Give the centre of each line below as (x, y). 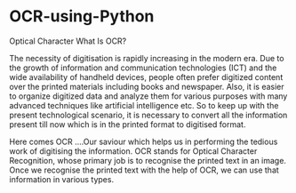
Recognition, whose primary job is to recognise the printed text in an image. (148, 160)
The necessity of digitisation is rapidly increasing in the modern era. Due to (147, 58)
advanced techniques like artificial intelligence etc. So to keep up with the (144, 105)
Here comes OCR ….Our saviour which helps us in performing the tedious (144, 141)
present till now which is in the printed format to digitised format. (128, 124)
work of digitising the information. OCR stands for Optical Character (133, 151)
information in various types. (61, 179)
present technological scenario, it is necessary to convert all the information (148, 115)
